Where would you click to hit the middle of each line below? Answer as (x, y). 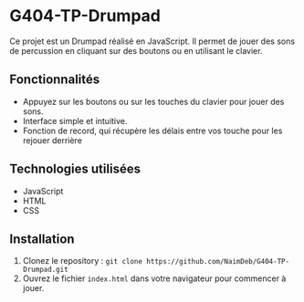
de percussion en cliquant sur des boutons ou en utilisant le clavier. (136, 50)
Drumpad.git (45, 270)
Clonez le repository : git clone (83, 261)
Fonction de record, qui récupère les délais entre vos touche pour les (152, 130)
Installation (42, 239)
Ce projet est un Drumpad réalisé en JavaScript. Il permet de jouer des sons (152, 41)
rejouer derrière (52, 140)
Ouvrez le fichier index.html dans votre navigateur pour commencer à (154, 278)
